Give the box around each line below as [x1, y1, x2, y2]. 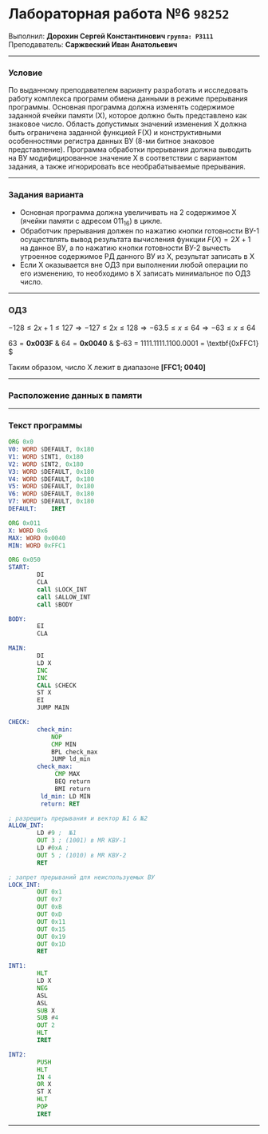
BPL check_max [50, 748, 98, 756]
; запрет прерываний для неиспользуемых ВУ [8, 873, 156, 881]
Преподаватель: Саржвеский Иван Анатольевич [8, 39, 178, 49]
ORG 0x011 [8, 519, 41, 527]
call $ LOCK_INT [37, 585, 88, 594]
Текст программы [8, 420, 83, 431]
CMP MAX [54, 770, 81, 778]
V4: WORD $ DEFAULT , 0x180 [8, 475, 94, 483]
